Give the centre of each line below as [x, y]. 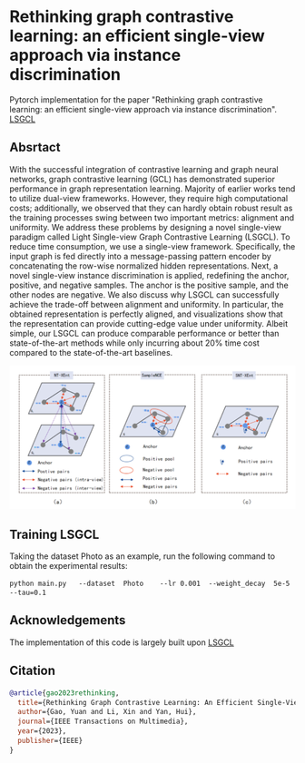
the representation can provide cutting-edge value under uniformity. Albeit [149, 323]
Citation [33, 671]
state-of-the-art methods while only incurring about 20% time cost [135, 343]
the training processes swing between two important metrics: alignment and [152, 217]
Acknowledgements [68, 620]
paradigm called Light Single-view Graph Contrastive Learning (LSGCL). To [150, 237]
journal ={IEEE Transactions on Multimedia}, [103, 722]
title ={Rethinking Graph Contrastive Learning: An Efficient [136, 702]
